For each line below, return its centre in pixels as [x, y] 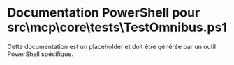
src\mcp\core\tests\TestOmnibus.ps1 [117, 27]
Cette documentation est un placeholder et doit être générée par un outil [112, 46]
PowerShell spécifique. [40, 54]
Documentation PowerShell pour [104, 13]
